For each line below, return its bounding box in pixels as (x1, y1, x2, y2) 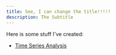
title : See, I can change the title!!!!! (6, 8, 111, 15)
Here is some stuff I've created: (6, 30, 84, 37)
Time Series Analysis (14, 42, 67, 49)
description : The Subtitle (6, 14, 74, 20)
